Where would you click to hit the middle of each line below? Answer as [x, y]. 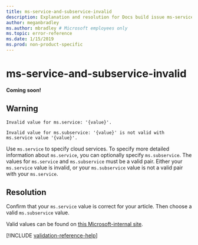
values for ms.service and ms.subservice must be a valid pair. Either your [94, 161]
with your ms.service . [32, 174]
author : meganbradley [33, 22]
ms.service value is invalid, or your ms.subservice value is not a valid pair [95, 167]
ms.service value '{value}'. [42, 138]
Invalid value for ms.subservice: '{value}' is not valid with [85, 133]
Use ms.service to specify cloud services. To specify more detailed [88, 149]
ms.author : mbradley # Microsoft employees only [67, 28]
